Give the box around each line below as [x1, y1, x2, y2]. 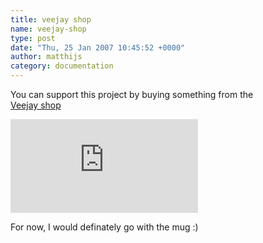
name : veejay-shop [10, 24, 87, 34]
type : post [10, 33, 56, 43]
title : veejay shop [10, 14, 92, 25]
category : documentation [10, 61, 114, 71]
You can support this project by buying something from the [10, 89, 254, 100]
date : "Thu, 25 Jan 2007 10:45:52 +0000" [10, 42, 186, 53]
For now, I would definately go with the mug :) [10, 221, 199, 233]
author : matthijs [10, 52, 83, 62]
